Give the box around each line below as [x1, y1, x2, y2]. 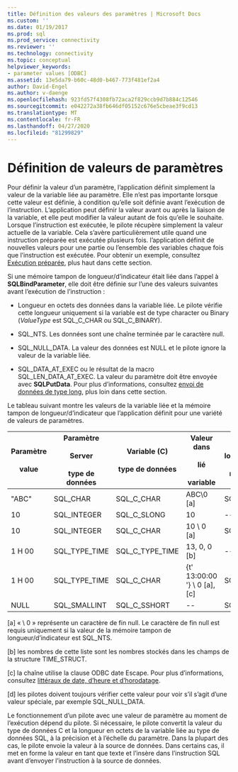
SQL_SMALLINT [53, 600, 108, 610]
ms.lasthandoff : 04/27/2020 [7, 122, 91, 130]
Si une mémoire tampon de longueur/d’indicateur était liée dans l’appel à [7, 272, 219, 281]
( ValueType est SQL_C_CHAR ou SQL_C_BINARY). [17, 316, 162, 325]
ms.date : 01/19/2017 [7, 23, 69, 31]
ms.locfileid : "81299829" [7, 129, 84, 136]
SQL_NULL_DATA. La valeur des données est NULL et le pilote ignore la [17, 343, 227, 352]
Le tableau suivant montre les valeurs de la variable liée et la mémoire [7, 402, 211, 410]
